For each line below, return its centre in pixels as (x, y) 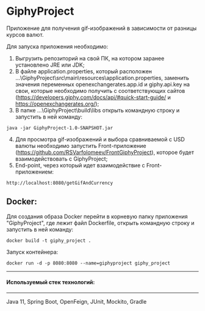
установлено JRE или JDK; (50, 65)
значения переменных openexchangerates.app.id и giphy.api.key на (103, 84)
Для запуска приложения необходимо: (57, 46)
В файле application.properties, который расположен (84, 71)
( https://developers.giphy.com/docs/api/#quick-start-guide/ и (93, 97)
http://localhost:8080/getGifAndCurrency (60, 183)
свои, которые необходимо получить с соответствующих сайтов (100, 90)
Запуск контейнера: (32, 252)
